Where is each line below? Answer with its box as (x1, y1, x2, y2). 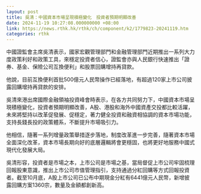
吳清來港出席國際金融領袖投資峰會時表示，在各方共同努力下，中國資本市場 (6, 96, 190, 104)
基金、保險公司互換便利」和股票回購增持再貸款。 (16, 63, 138, 71)
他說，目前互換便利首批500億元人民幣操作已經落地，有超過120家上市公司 (6, 76, 187, 83)
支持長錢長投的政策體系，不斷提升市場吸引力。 (6, 119, 121, 126)
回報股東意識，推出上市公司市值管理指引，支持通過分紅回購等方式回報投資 (6, 166, 190, 174)
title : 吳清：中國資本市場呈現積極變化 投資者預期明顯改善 (6, 14, 136, 20)
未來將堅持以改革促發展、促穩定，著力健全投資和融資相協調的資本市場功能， (6, 111, 195, 119)
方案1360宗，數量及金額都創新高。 (22, 181, 108, 189)
